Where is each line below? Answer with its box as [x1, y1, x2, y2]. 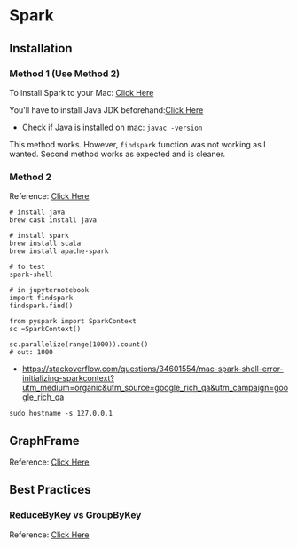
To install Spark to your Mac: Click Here [9, 87, 154, 98]
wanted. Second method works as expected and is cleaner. [9, 148, 226, 159]
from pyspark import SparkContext [9, 317, 137, 326]
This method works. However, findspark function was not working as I [9, 139, 266, 149]
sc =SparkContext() [9, 325, 82, 334]
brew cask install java [9, 216, 98, 225]
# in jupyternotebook [9, 286, 90, 295]
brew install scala [9, 239, 82, 249]
